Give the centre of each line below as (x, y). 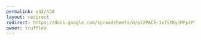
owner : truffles (26, 28)
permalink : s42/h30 (31, 11)
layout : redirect (28, 17)
